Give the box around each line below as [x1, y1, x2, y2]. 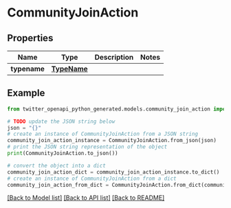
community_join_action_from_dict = [7, 181, 109, 188]
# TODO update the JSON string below [7, 118, 115, 125]
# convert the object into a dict [7, 162, 107, 169]
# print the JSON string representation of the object [7, 143, 168, 150]
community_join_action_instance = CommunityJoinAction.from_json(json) [7, 137, 217, 144]
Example [7, 87, 45, 99]
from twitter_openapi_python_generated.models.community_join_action [7, 105, 211, 113]
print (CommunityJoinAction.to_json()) [7, 150, 118, 157]
